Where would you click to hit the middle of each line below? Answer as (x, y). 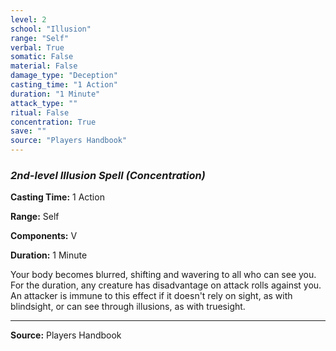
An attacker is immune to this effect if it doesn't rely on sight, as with (151, 296)
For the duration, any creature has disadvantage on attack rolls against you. (166, 285)
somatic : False (42, 57)
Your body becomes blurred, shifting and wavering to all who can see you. (163, 275)
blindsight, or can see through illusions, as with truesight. (128, 307)
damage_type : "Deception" (64, 76)
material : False (44, 66)
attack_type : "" (44, 103)
